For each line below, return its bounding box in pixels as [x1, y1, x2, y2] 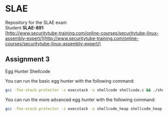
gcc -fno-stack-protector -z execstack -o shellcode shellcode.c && [5, 88, 151, 93]
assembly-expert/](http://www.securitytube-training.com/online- [5, 35, 139, 41]
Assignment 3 [5, 55, 50, 64]
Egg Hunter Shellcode [5, 68, 50, 74]
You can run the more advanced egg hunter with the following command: [5, 97, 156, 103]
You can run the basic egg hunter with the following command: [5, 78, 135, 84]
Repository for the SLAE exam [5, 19, 67, 25]
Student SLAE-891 [5, 24, 44, 30]
